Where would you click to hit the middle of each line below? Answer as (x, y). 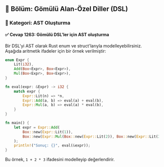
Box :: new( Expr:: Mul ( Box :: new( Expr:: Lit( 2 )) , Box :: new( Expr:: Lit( (91, 136)
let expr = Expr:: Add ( (37, 127)
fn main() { (17, 123)
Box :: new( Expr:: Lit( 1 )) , (48, 132)
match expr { (27, 91)
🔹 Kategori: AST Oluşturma (38, 23)
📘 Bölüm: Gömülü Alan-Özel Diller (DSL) (67, 9)
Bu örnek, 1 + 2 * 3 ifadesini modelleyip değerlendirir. (60, 160)
